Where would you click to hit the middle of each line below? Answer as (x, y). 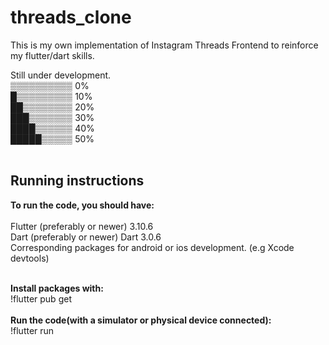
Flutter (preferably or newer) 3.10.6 (82, 226)
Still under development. (61, 75)
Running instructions (77, 181)
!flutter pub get (41, 298)
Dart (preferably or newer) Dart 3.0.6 (86, 237)
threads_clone (71, 17)
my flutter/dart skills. (52, 55)
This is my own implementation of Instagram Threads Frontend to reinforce (164, 45)
